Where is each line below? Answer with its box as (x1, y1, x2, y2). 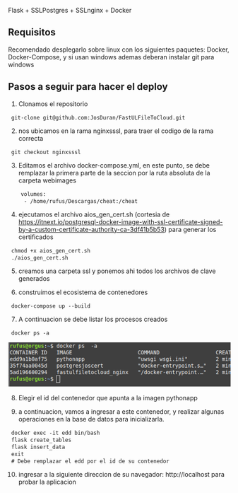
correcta (18, 134, 44, 142)
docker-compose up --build (11, 302, 91, 310)
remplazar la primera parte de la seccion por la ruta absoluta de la (18, 168, 210, 177)
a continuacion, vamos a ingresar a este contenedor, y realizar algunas (18, 407, 225, 416)
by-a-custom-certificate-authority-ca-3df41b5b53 (18, 225, 165, 233)
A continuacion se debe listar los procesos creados (18, 315, 168, 323)
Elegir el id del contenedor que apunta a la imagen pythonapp (18, 394, 198, 402)
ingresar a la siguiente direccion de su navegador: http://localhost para (18, 470, 225, 479)
